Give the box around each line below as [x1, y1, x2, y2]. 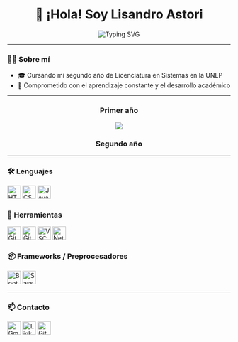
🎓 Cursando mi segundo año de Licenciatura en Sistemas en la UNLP [17, 71, 223, 80]
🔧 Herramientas [7, 210, 62, 220]
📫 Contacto [7, 302, 50, 312]
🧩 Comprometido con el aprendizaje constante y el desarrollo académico [17, 81, 231, 90]
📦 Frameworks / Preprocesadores [7, 252, 128, 262]
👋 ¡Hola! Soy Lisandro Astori [35, 6, 203, 23]
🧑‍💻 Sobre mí [7, 54, 50, 64]
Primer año [99, 106, 139, 116]
